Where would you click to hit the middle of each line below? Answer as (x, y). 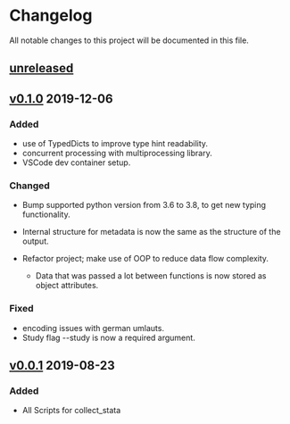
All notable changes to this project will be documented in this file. (129, 40)
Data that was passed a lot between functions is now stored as (151, 276)
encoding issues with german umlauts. (93, 328)
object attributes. (67, 286)
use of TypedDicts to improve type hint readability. (115, 144)
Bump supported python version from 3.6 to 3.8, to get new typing (144, 205)
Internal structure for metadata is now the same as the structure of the (151, 232)
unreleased (41, 68)
